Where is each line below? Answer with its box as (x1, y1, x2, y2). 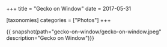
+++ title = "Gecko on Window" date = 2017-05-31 (6, 5, 131, 12)
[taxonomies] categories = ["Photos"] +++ (6, 17, 111, 23)
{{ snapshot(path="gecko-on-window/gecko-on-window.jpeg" (6, 28, 162, 35)
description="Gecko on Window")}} (6, 35, 95, 41)
